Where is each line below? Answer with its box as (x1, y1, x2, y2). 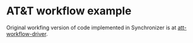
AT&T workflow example (6, 4, 132, 18)
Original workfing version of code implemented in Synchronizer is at (6, 24, 177, 31)
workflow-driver (6, 30, 47, 37)
